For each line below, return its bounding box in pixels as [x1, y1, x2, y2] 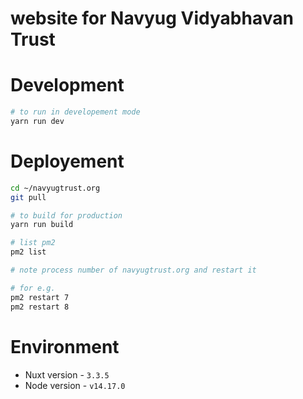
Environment [10, 335, 120, 358]
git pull [10, 192, 47, 202]
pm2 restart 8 [10, 302, 70, 312]
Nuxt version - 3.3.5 [24, 368, 110, 381]
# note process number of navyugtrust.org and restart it [10, 265, 257, 276]
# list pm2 [10, 238, 56, 248]
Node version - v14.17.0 [24, 379, 126, 391]
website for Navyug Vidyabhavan [10, 7, 294, 30]
